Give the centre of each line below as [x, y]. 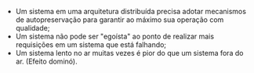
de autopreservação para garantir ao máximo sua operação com [120, 20]
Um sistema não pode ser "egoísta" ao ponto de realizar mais [114, 36]
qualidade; [33, 28]
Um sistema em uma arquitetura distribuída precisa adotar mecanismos [131, 11]
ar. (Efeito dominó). [46, 61]
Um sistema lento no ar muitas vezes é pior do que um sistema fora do [129, 53]
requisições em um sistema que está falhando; [91, 45]
